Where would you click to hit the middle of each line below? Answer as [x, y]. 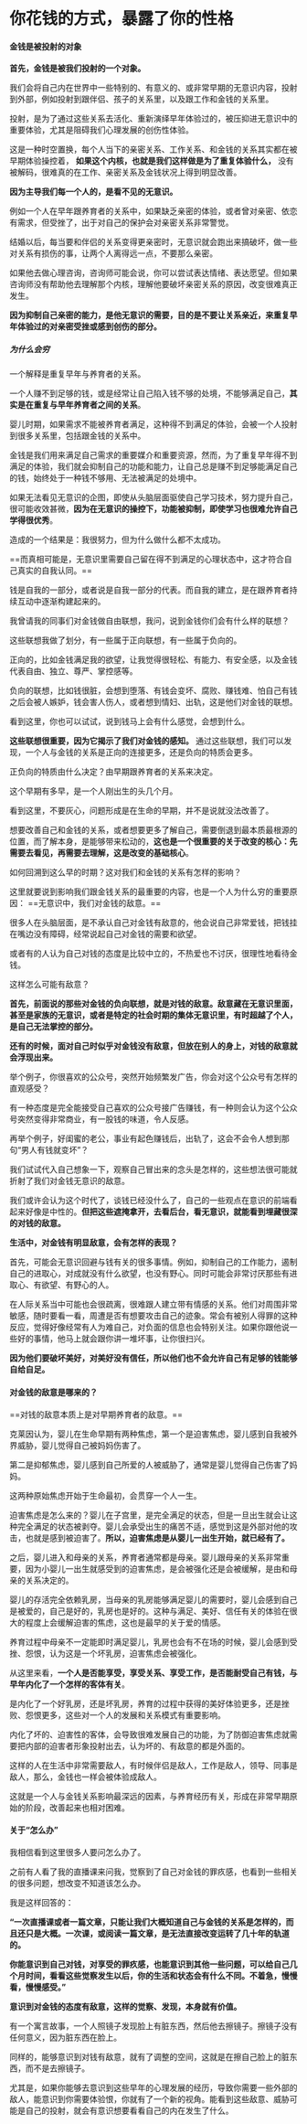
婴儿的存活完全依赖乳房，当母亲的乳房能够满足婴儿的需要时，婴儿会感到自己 [153, 1599]
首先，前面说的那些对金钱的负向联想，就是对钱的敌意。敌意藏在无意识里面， [153, 1004]
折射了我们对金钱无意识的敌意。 [69, 1181]
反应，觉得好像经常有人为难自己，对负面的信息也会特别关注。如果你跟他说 [149, 1328]
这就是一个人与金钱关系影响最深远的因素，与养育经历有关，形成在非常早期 [149, 1796]
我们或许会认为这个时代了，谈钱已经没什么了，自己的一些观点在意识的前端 [149, 1201]
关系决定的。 [49, 1580]
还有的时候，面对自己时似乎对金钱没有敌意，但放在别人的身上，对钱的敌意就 [153, 1046]
